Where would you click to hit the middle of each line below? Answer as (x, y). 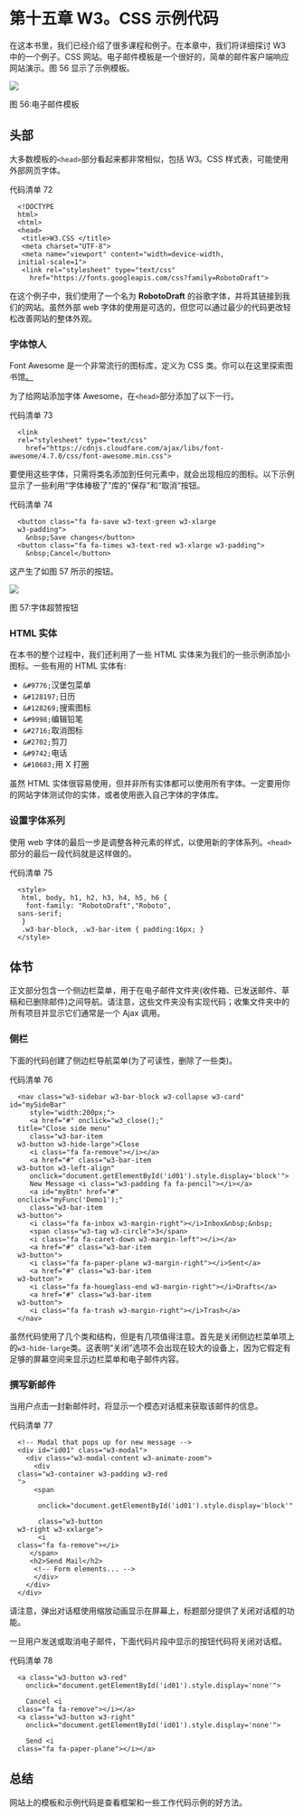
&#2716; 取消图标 (52, 730)
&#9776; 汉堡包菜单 (57, 685)
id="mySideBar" (38, 1105)
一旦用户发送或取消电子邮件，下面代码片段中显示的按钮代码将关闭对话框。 (148, 1641)
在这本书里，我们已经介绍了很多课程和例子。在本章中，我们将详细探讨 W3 (148, 45)
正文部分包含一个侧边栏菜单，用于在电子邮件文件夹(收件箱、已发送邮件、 (146, 991)
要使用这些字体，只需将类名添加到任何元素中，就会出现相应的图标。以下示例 (152, 474)
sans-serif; (40, 913)
